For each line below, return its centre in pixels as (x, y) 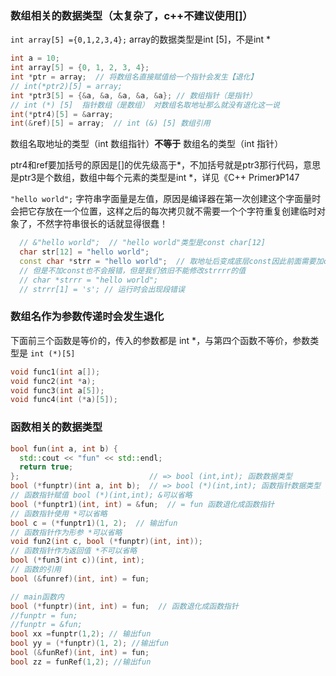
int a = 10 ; (35, 58)
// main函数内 (37, 597)
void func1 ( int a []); (55, 372)
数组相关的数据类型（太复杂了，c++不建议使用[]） (131, 15)
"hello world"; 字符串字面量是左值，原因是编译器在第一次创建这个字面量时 (166, 199)
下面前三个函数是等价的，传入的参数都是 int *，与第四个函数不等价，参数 (160, 340)
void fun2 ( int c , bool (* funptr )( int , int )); (106, 542)
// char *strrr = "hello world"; (89, 280)
